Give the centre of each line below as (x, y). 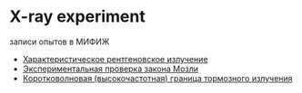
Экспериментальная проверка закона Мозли (110, 69)
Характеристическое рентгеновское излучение (115, 59)
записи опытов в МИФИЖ (60, 42)
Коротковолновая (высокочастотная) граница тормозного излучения (157, 78)
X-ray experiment (77, 17)
